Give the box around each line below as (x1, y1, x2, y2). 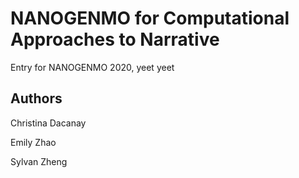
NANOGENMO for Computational (10, 7, 290, 30)
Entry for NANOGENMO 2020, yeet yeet (10, 61, 175, 73)
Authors (10, 90, 63, 107)
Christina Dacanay (10, 117, 87, 129)
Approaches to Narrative (10, 28, 220, 51)
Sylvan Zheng (10, 155, 68, 167)
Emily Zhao (10, 136, 57, 148)
